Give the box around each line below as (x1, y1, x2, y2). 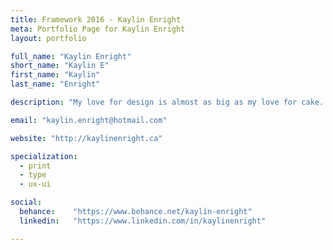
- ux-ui (19, 179, 52, 190)
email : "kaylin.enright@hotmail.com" (10, 115, 168, 125)
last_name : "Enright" (10, 79, 101, 90)
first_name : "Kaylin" (10, 70, 101, 80)
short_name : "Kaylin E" (10, 61, 110, 71)
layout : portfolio (10, 33, 87, 43)
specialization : (10, 151, 78, 161)
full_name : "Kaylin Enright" (10, 51, 132, 61)
